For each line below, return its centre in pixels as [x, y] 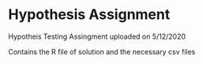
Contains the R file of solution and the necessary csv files [102, 51]
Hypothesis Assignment [89, 15]
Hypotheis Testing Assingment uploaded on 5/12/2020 [97, 36]
